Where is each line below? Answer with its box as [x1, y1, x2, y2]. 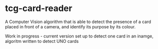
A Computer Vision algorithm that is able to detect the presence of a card [5, 19, 151, 24]
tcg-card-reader [5, 3, 73, 14]
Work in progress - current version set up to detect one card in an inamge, [5, 33, 154, 39]
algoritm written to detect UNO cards [5, 38, 79, 44]
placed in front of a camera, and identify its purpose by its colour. [5, 24, 136, 29]
